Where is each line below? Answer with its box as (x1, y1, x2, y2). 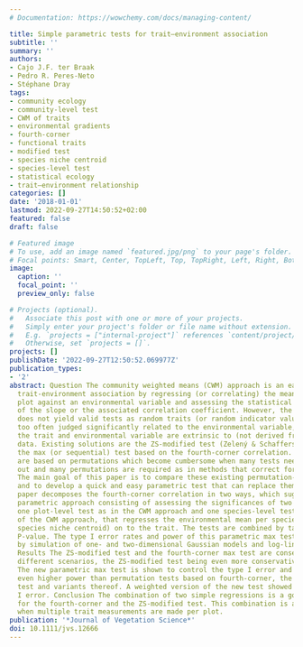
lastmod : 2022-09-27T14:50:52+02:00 (9, 206, 147, 215)
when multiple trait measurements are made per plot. (17, 607, 224, 616)
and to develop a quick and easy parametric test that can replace (17, 482, 277, 491)
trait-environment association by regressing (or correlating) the (17, 389, 277, 398)
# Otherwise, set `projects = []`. (9, 339, 151, 348)
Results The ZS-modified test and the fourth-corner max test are (17, 549, 272, 558)
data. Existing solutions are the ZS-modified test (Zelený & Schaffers (17, 439, 297, 448)
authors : (9, 55, 42, 64)
